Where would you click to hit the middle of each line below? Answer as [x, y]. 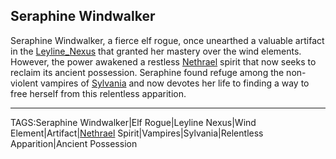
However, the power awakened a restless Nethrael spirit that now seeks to [163, 61]
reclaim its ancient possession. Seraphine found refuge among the [147, 72]
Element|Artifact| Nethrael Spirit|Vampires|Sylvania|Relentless [137, 133]
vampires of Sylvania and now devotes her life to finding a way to [174, 83]
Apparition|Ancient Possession [74, 143]
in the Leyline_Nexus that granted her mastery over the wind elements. [156, 51]
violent [24, 83]
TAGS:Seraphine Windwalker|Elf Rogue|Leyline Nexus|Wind [133, 122]
